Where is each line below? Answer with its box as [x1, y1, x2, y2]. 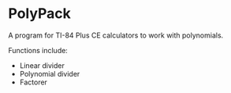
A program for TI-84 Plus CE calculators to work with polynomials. [8, 30, 224, 40]
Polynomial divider [19, 69, 80, 78]
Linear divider [19, 60, 65, 70]
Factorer [19, 77, 47, 87]
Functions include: [8, 45, 69, 55]
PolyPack [8, 5, 71, 23]
